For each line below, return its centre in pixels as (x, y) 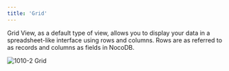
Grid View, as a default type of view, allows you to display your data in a (109, 33)
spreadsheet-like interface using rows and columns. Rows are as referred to (115, 40)
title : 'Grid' (28, 13)
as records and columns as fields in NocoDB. (71, 47)
